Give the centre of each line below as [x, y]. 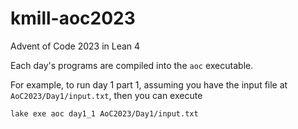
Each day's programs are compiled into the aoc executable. [132, 65]
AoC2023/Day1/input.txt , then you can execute [106, 95]
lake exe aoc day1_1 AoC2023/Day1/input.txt [104, 113]
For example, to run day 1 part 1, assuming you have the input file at [149, 84]
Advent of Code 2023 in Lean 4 [75, 46]
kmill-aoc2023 [73, 18]
